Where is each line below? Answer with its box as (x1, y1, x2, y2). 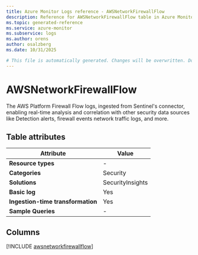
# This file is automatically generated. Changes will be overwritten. (6, 57, 186, 64)
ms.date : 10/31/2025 (6, 47, 57, 53)
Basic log (9, 188, 36, 196)
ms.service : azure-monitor (6, 25, 72, 31)
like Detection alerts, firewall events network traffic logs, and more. (6, 115, 169, 122)
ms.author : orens (6, 36, 49, 42)
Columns (6, 227, 40, 237)
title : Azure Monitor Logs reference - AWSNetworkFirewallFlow (6, 8, 165, 15)
